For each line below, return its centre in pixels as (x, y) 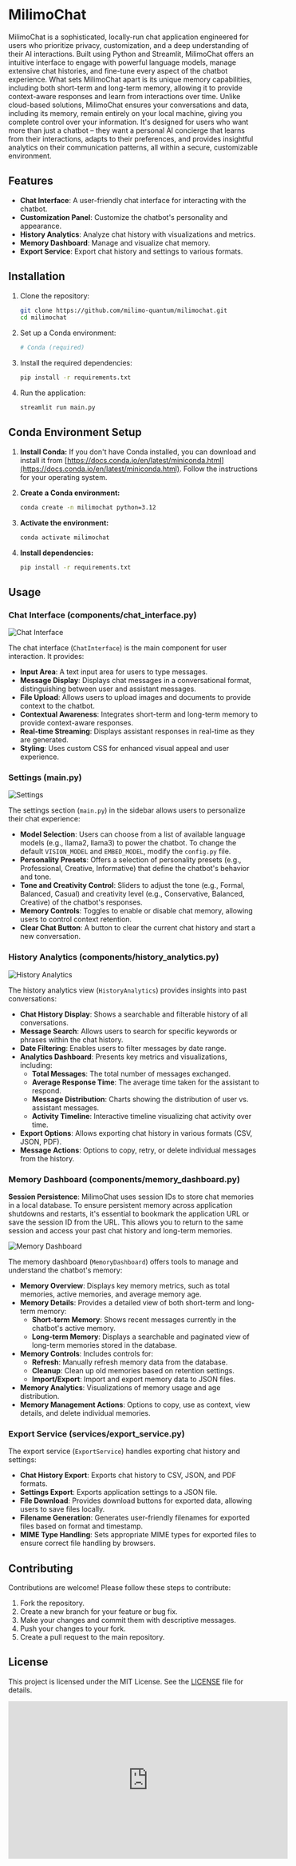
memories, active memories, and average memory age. (111, 1294)
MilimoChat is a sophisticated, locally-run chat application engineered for (128, 37)
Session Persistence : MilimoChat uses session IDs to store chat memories (131, 1197)
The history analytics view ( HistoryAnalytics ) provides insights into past (128, 990)
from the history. (47, 1158)
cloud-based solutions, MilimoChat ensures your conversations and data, (128, 105)
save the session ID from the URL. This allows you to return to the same (126, 1222)
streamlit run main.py (57, 408)
